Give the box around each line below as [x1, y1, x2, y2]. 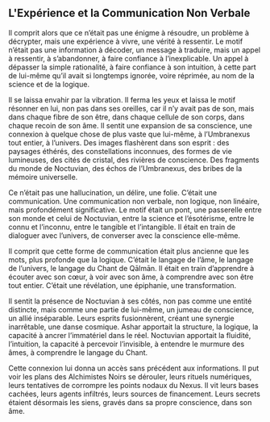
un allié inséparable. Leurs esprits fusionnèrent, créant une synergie [8, 313, 235, 323]
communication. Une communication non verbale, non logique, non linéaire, [8, 196, 260, 206]
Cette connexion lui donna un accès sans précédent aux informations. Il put [8, 363, 260, 373]
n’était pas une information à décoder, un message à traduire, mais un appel [8, 44, 260, 55]
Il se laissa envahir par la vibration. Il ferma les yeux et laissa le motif [8, 94, 236, 104]
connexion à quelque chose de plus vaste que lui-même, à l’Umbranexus [8, 129, 251, 139]
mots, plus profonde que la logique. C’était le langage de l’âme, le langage [8, 254, 254, 265]
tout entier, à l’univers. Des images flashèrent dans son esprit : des [8, 137, 230, 148]
